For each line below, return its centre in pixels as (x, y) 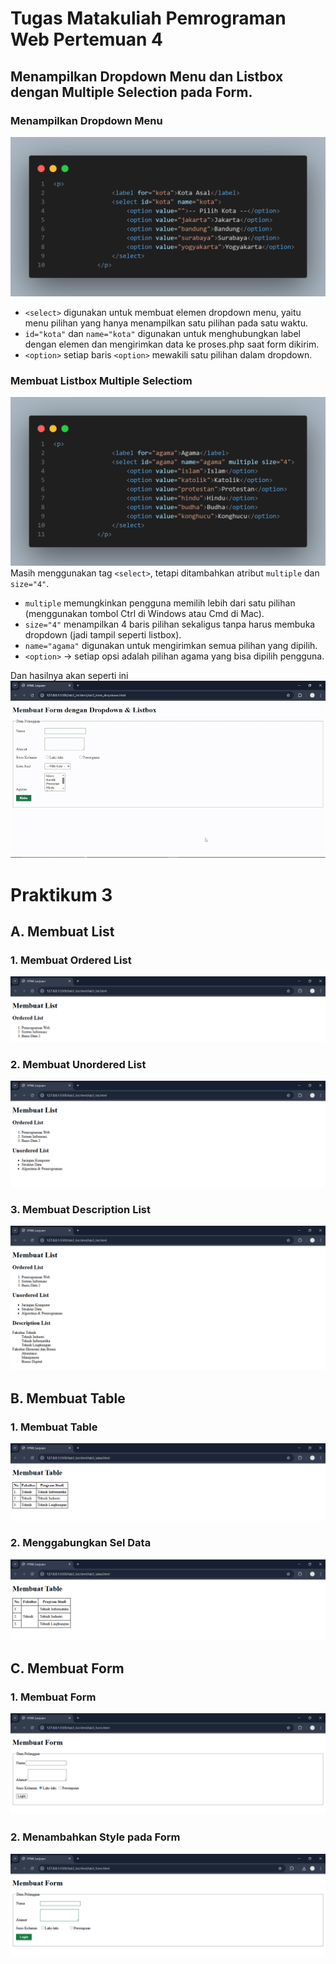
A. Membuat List (62, 931)
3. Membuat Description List (81, 1209)
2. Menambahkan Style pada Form (95, 1837)
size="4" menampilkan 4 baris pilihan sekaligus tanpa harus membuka (170, 624)
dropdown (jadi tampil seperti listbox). (103, 634)
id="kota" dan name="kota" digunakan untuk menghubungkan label (162, 333)
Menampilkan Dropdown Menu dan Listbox (147, 76)
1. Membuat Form (53, 1697)
